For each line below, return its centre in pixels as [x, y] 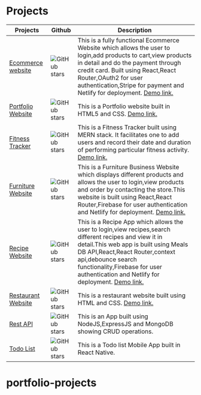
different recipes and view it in [120, 237]
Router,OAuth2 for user [110, 77]
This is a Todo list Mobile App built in [129, 345]
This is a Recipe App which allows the [130, 222]
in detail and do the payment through [129, 62]
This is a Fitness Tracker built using [127, 127]
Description [135, 30]
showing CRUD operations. [115, 331]
